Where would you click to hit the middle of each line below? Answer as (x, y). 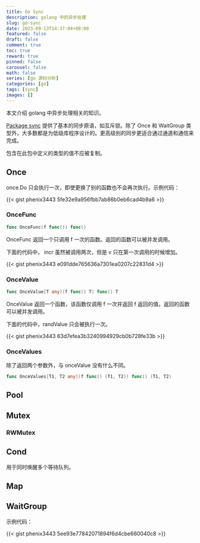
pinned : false (24, 62)
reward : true (22, 56)
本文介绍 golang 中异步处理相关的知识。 (55, 113)
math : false (21, 73)
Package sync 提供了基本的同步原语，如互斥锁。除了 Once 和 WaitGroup (96, 125)
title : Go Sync (25, 12)
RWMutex (21, 432)
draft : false (22, 39)
